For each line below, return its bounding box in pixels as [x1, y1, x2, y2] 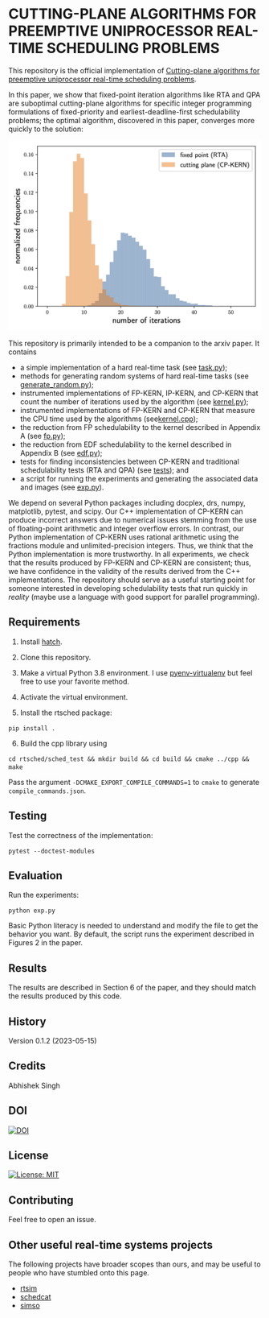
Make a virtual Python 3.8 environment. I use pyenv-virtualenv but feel [19, 667, 253, 677]
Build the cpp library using [19, 738, 108, 748]
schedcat [19, 1292, 51, 1302]
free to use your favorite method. [19, 676, 130, 686]
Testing [8, 809, 47, 823]
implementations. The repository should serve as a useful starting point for [8, 575, 255, 585]
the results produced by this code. [8, 991, 122, 1001]
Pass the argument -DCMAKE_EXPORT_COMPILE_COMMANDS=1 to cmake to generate [8, 777, 259, 787]
